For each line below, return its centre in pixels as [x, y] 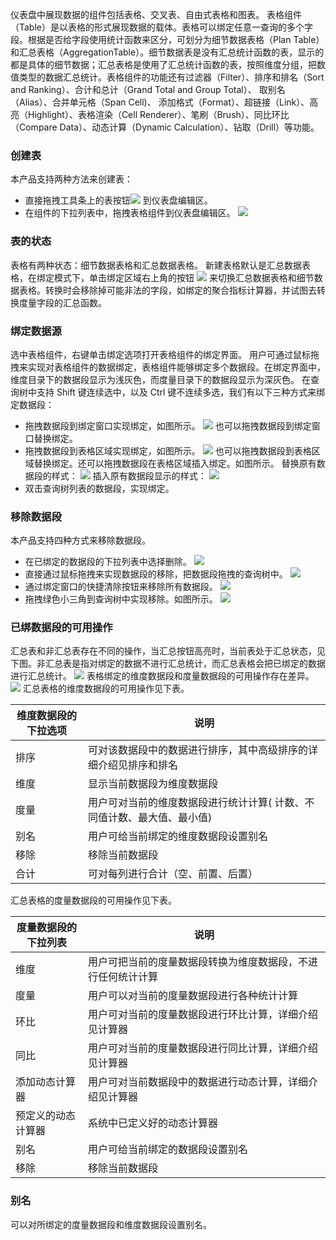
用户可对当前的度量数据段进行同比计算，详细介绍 [203, 1048]
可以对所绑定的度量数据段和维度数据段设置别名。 [111, 1224]
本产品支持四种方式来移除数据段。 [80, 540]
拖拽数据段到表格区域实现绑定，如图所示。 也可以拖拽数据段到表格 [168, 450]
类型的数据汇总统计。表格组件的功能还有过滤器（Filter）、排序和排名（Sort [171, 77]
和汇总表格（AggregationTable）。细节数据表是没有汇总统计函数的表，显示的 [167, 52]
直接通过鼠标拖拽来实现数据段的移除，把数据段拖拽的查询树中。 [156, 574]
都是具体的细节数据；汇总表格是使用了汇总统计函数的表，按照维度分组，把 [163, 64]
